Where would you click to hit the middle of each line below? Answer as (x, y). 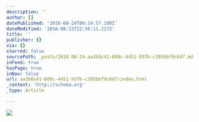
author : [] (20, 18)
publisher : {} (24, 40)
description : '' (27, 12)
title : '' (19, 34)
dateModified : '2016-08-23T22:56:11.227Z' (60, 29)
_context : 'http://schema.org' (46, 85)
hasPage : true (24, 68)
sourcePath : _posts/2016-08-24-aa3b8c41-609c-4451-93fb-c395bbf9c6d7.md (100, 57)
